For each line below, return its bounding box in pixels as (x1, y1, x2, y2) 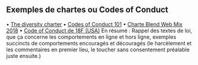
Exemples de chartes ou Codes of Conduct (6, 5, 169, 15)
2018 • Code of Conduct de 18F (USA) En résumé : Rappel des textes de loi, (6, 27, 193, 34)
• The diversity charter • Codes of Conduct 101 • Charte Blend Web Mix (6, 20, 183, 27)
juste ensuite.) (6, 52, 41, 59)
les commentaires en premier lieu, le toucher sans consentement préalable (6, 46, 190, 53)
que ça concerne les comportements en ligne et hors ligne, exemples (6, 33, 177, 41)
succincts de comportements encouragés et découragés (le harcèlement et (6, 39, 192, 47)
